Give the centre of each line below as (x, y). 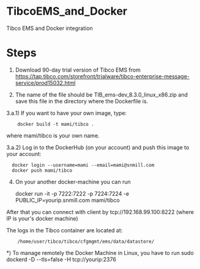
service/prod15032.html (45, 83)
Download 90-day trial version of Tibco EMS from (78, 70)
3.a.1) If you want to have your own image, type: (67, 113)
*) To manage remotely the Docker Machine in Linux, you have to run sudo (100, 252)
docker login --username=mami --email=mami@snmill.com (83, 165)
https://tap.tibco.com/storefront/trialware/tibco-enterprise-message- (102, 76)
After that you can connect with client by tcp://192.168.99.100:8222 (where (100, 212)
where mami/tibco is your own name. (53, 135)
